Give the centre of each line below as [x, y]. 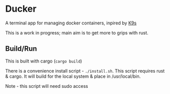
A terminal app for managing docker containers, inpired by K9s [71, 23]
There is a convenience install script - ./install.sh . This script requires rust [85, 71]
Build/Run [21, 49]
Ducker [21, 9]
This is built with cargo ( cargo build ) [44, 61]
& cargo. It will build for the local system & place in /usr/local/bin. [73, 76]
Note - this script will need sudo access [47, 86]
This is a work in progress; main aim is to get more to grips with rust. [77, 33]
